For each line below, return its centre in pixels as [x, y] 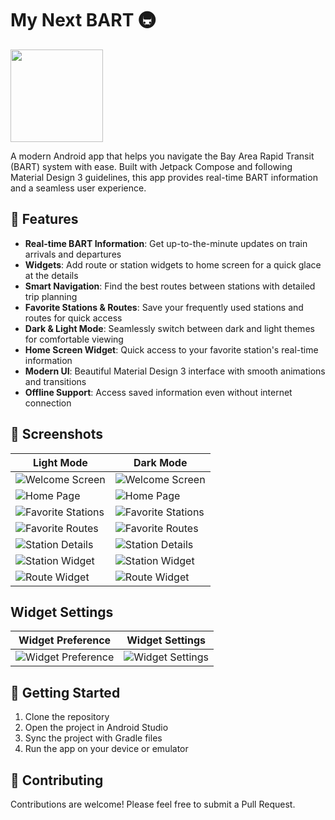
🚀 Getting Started [65, 692]
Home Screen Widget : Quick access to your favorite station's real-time [171, 349]
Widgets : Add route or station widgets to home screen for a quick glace [173, 264]
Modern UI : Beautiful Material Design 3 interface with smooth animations [175, 371]
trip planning [51, 296]
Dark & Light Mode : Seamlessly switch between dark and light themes [169, 328]
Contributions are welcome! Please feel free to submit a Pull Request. [153, 804]
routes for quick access [73, 318]
